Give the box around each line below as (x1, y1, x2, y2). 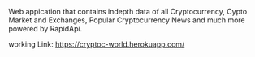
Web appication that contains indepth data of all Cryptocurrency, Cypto (8, 7, 248, 16)
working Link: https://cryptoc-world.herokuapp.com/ (8, 39, 185, 49)
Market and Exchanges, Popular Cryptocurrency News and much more (8, 15, 245, 25)
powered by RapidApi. (8, 24, 83, 33)
